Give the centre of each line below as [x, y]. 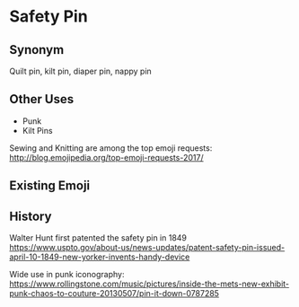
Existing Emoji [50, 186]
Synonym [37, 50]
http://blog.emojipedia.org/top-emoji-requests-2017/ [106, 157]
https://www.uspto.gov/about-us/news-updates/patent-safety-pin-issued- [147, 248]
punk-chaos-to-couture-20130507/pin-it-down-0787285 [114, 294]
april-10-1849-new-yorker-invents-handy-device [100, 257]
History [31, 216]
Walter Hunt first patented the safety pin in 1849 [98, 238]
